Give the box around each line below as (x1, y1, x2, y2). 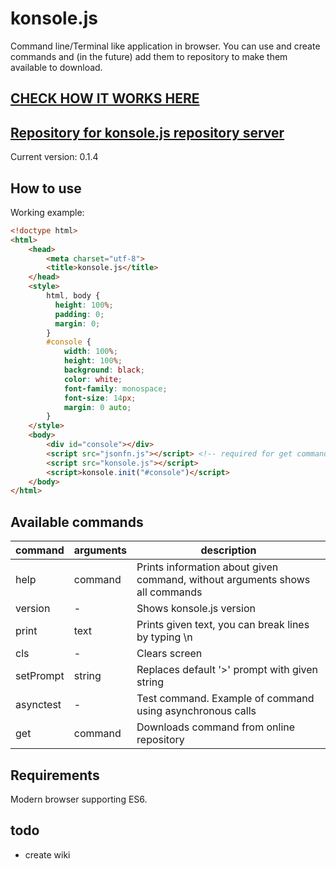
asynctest (15, 698, 62, 712)
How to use (10, 180, 82, 197)
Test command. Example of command (136, 692, 315, 706)
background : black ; (63, 365, 145, 376)
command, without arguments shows (136, 573, 311, 587)
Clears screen (136, 647, 203, 661)
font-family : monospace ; (63, 383, 168, 394)
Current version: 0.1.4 (10, 151, 99, 163)
